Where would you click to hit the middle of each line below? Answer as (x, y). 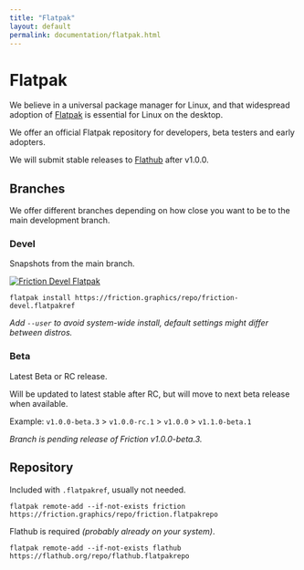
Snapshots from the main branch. (72, 264)
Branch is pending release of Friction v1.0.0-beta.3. (106, 439)
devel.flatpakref (42, 306)
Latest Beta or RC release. (58, 376)
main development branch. (60, 221)
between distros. (41, 333)
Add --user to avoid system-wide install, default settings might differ (139, 323)
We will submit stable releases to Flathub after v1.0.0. (109, 160)
